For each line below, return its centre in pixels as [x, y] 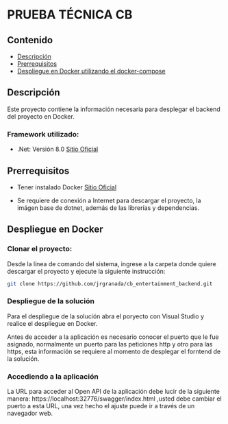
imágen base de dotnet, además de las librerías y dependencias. [108, 208]
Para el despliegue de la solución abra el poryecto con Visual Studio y [105, 316]
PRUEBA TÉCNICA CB [70, 15]
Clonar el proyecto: [40, 249]
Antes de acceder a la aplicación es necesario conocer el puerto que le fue [113, 337]
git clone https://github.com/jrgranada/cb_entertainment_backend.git [110, 284]
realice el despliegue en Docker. [52, 323]
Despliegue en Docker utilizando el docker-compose [91, 71]
